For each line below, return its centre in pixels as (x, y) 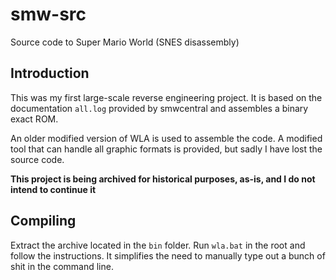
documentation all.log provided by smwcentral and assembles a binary (159, 108)
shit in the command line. (62, 266)
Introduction (50, 73)
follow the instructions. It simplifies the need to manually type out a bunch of (168, 255)
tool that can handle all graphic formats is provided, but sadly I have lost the (166, 149)
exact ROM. (34, 119)
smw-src (48, 14)
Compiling (43, 221)
